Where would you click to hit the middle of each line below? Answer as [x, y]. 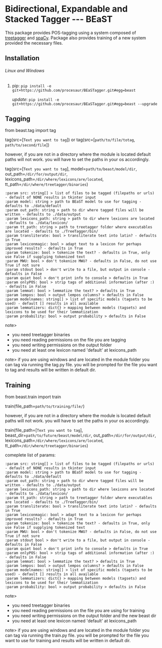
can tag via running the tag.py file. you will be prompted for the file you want [81, 365]
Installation [22, 58]
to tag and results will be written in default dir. [51, 370]
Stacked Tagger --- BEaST [59, 19]
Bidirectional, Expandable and [66, 9]
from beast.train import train [33, 397]
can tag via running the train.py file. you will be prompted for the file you [77, 635]
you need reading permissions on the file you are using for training [78, 611]
